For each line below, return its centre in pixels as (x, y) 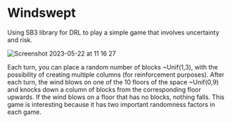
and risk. (20, 39)
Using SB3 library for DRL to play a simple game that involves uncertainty (114, 32)
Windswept (41, 13)
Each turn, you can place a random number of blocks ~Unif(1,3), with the (112, 67)
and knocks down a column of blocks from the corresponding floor (104, 89)
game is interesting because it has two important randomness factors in (111, 104)
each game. (25, 112)
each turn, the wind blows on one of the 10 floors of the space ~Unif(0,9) (113, 82)
